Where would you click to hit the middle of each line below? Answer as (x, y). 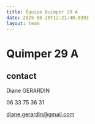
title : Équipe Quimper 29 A (42, 12)
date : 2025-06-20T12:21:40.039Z (47, 18)
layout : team (23, 23)
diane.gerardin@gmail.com (40, 114)
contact (21, 76)
